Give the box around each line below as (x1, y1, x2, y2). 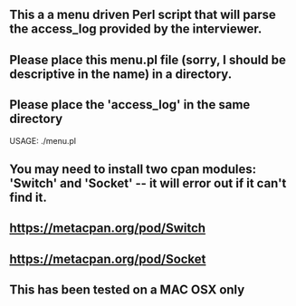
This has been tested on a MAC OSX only (9, 282, 245, 298)
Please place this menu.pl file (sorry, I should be (9, 52, 287, 67)
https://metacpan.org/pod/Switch (9, 221, 206, 236)
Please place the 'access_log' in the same (9, 97, 251, 112)
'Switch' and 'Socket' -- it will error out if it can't (9, 176, 287, 191)
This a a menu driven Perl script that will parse (9, 7, 276, 23)
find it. (9, 189, 47, 205)
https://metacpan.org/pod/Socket (9, 251, 206, 266)
